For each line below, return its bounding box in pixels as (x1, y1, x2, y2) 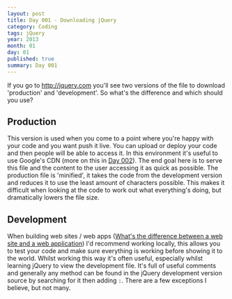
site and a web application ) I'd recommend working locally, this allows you (7, 239, 221, 248)
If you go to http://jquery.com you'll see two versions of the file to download (7, 81, 225, 89)
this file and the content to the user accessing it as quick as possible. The (7, 164, 218, 172)
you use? (7, 95, 33, 104)
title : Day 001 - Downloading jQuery (7, 17, 117, 24)
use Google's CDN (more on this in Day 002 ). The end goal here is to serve (7, 156, 223, 165)
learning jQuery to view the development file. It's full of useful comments (7, 261, 217, 270)
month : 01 (7, 42, 36, 49)
